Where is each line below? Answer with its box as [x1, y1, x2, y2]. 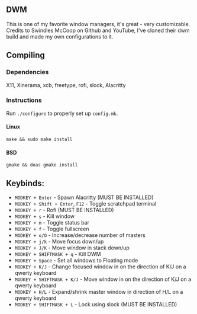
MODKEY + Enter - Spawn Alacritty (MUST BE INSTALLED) [14, 194, 154, 201]
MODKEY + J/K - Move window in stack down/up [14, 244, 130, 251]
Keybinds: [6, 178, 45, 188]
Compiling [6, 50, 46, 60]
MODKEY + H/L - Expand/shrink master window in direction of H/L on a [14, 289, 183, 296]
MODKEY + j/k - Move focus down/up [14, 238, 104, 245]
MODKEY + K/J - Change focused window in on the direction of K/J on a [14, 263, 186, 270]
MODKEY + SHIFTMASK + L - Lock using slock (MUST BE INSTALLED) [14, 301, 177, 308]
